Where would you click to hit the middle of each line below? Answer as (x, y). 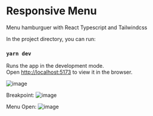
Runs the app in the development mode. (55, 66)
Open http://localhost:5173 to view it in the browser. (69, 72)
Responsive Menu (51, 11)
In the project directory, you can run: (51, 39)
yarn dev (19, 54)
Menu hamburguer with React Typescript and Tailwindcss (77, 27)
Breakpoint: (20, 95)
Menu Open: (21, 107)
